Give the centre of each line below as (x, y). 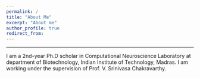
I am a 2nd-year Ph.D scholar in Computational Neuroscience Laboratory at (99, 56)
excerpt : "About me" (32, 22)
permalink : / (22, 12)
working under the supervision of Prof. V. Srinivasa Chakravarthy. (86, 69)
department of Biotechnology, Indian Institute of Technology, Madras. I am (97, 62)
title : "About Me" (29, 17)
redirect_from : (25, 34)
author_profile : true (33, 28)
